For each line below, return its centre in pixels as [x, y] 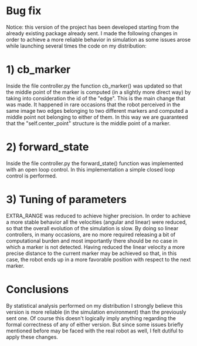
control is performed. [32, 176]
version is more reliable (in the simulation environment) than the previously [96, 312]
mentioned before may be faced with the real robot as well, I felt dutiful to [95, 331]
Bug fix [24, 11]
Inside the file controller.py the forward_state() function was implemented [95, 163]
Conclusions [38, 289]
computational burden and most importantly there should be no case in [92, 241]
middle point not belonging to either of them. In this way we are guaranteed [97, 117]
